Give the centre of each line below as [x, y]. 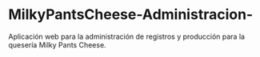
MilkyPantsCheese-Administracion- [131, 15]
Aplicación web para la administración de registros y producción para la [127, 36]
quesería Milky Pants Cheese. [57, 44]
